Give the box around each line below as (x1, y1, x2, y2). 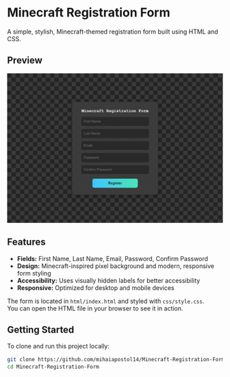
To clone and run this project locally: (7, 342, 110, 350)
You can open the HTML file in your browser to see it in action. (7, 304, 183, 313)
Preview (7, 55, 43, 66)
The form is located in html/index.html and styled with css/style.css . (7, 297, 205, 305)
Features (7, 236, 46, 248)
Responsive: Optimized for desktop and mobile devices (16, 283, 175, 292)
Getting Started (7, 324, 75, 335)
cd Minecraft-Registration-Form (7, 363, 99, 371)
